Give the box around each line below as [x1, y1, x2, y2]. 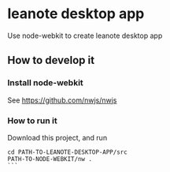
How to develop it [7, 54, 95, 67]
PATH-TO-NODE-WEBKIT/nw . [7, 155, 92, 163]
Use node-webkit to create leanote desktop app [7, 31, 163, 40]
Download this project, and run [7, 133, 108, 142]
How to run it [7, 115, 57, 126]
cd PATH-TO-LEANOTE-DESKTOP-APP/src [7, 148, 128, 156]
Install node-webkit [7, 77, 83, 88]
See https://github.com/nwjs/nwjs [7, 95, 117, 105]
